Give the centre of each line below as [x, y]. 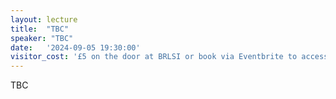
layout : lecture [44, 19]
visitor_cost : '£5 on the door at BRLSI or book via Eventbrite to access [169, 57]
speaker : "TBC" [42, 38]
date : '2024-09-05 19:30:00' [75, 47]
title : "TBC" [40, 29]
